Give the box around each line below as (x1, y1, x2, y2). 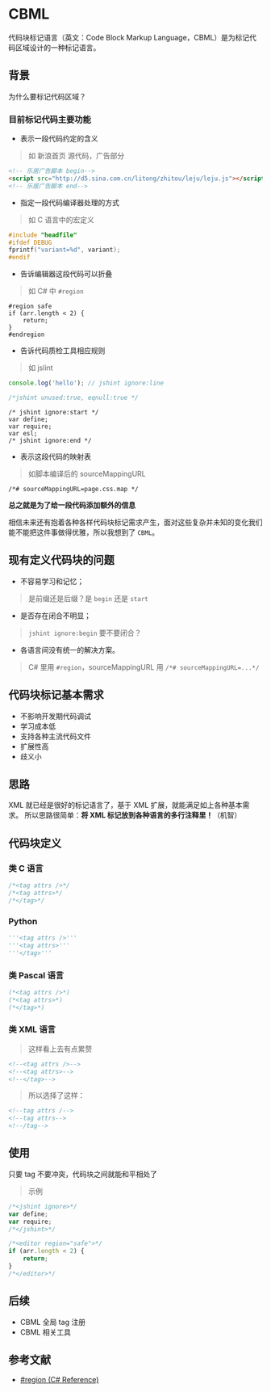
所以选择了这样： (27, 1091, 85, 1100)
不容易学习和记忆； (19, 576, 85, 586)
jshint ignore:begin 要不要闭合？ (27, 628, 142, 637)
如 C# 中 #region (27, 286, 84, 296)
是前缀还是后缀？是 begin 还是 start (27, 593, 149, 603)
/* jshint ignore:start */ (8, 408, 99, 416)
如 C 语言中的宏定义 (27, 215, 94, 225)
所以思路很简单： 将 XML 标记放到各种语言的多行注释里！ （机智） (23, 810, 242, 820)
